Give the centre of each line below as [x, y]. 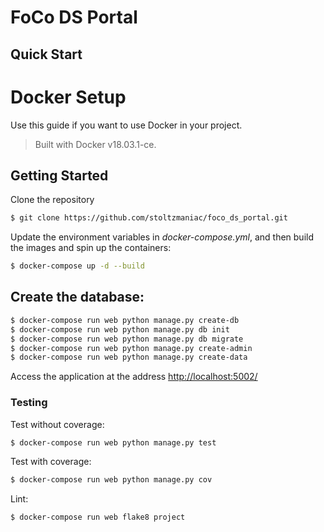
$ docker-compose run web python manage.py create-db [125, 320]
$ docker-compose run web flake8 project [98, 517]
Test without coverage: [57, 424]
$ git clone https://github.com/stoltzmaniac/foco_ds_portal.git [149, 218]
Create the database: [77, 297]
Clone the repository [52, 200]
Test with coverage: [51, 462]
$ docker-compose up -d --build [77, 266]
